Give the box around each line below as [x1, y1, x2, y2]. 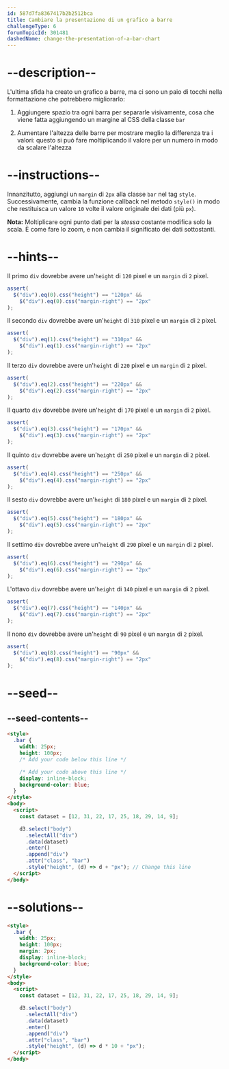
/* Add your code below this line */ [19, 756, 127, 763]
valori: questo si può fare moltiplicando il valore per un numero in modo [16, 136, 219, 145]
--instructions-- [7, 167, 100, 183]
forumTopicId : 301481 [7, 29, 69, 36]
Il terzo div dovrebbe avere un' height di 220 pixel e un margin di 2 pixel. [7, 361, 207, 369]
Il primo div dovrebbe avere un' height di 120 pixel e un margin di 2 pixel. [7, 271, 209, 280]
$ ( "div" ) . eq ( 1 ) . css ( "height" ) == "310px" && [13, 336, 142, 343]
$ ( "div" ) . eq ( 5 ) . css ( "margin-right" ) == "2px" [19, 521, 152, 528]
